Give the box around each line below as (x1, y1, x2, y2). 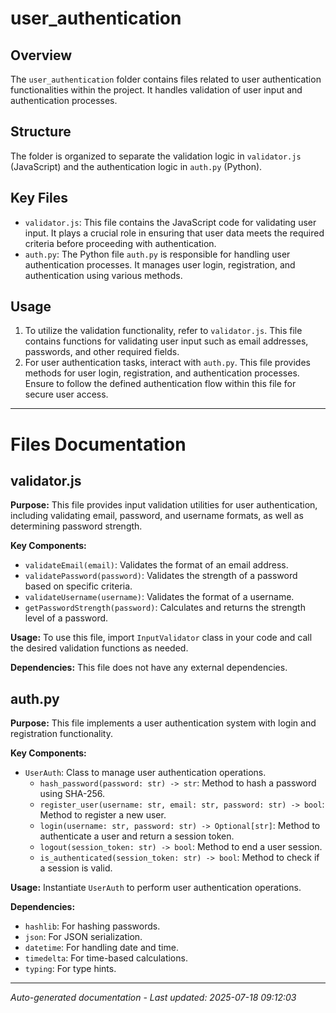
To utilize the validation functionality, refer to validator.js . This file (24, 325, 303, 337)
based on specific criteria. (24, 580, 133, 592)
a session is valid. (39, 862, 113, 874)
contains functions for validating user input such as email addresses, (24, 335, 309, 347)
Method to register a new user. (39, 809, 167, 821)
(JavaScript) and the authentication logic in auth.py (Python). (10, 160, 263, 172)
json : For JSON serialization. (24, 931, 143, 943)
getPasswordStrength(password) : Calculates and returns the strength (24, 602, 306, 614)
